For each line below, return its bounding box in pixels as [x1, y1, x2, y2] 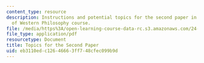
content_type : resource [6, 8, 67, 15]
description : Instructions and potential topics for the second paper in [6, 14, 197, 20]
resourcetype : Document [6, 37, 67, 43]
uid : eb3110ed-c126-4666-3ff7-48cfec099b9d [6, 48, 118, 54]
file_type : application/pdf [6, 31, 78, 37]
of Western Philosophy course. [12, 20, 91, 26]
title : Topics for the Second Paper [6, 43, 99, 49]
